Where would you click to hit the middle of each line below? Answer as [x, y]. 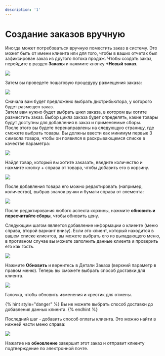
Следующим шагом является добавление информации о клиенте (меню [82, 225]
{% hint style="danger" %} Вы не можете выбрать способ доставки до [79, 304]
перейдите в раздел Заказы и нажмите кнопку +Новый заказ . [71, 64]
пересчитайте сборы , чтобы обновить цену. [52, 216]
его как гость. [20, 246]
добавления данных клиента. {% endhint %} [51, 309]
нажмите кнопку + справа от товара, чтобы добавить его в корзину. [77, 167]
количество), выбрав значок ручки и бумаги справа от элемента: [75, 191]
